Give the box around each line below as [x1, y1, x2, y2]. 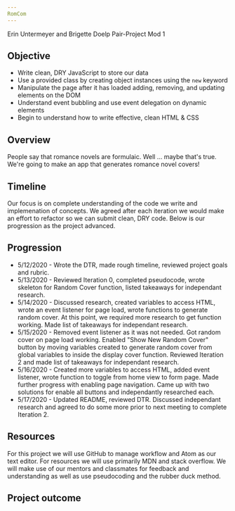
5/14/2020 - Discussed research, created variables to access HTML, [17, 298, 216, 306]
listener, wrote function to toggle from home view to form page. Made [17, 372, 219, 381]
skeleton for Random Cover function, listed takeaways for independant [17, 283, 222, 291]
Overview [7, 134, 51, 146]
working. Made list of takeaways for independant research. [17, 320, 188, 329]
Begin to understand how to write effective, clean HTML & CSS [17, 113, 199, 122]
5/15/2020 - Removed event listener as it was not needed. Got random [17, 328, 221, 336]
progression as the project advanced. [7, 222, 116, 230]
